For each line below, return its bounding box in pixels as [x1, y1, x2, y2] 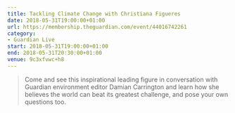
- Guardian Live [7, 36, 55, 44]
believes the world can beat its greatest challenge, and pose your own [24, 90, 229, 98]
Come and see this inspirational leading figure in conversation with [24, 75, 218, 84]
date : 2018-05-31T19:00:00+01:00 [7, 17, 106, 24]
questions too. [24, 98, 67, 106]
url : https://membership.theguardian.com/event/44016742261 [7, 23, 188, 30]
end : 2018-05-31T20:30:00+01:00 [7, 50, 102, 57]
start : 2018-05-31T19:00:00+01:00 [7, 43, 109, 50]
